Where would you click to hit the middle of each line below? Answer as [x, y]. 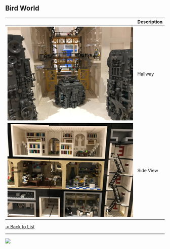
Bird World [22, 8]
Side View [148, 171]
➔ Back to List [20, 226]
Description [150, 22]
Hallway [146, 74]
